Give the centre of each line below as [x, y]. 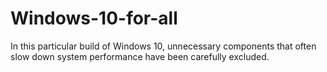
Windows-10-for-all [94, 18]
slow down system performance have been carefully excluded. [140, 56]
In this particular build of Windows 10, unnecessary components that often [163, 46]
